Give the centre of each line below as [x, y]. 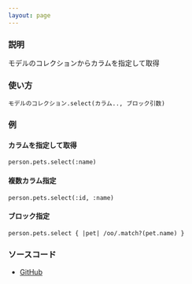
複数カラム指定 [32, 180]
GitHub [31, 272]
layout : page [30, 15]
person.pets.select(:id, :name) [61, 197]
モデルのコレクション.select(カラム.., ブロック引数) [87, 104]
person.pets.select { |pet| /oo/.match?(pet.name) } [96, 233]
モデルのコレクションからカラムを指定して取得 [84, 63]
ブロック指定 [29, 216]
